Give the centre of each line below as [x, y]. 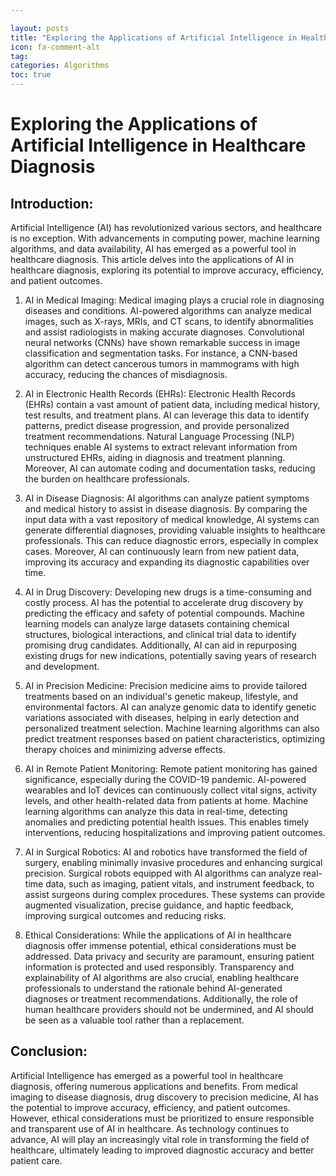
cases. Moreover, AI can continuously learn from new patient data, [162, 551]
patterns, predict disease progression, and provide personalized [157, 425]
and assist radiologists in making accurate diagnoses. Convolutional [164, 332]
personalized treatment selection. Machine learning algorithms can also [172, 728]
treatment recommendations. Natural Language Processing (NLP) [159, 436]
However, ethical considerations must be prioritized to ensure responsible [162, 1118]
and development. [62, 666]
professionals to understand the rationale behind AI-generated [153, 988]
